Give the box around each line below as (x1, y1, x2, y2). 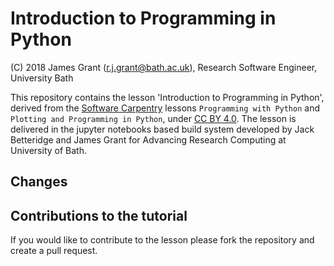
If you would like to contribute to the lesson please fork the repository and (10, 234, 315, 246)
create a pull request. (10, 245, 98, 257)
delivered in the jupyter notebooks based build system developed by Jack (10, 123, 315, 135)
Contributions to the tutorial (10, 207, 188, 224)
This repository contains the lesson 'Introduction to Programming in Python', (10, 91, 325, 103)
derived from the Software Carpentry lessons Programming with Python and (10, 102, 320, 114)
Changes (10, 173, 68, 191)
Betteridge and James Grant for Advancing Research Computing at (10, 133, 287, 146)
